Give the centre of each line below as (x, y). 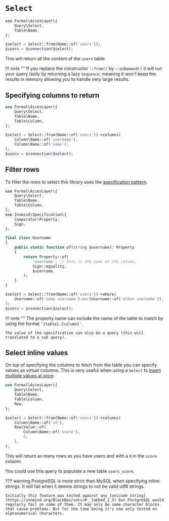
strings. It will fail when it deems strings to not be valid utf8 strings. (75, 486)
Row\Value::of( (30, 427)
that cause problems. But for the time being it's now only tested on (81, 509)
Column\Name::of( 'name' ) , (42, 145)
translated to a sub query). (36, 337)
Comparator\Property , (37, 219)
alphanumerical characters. (35, 513)
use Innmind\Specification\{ (36, 215)
